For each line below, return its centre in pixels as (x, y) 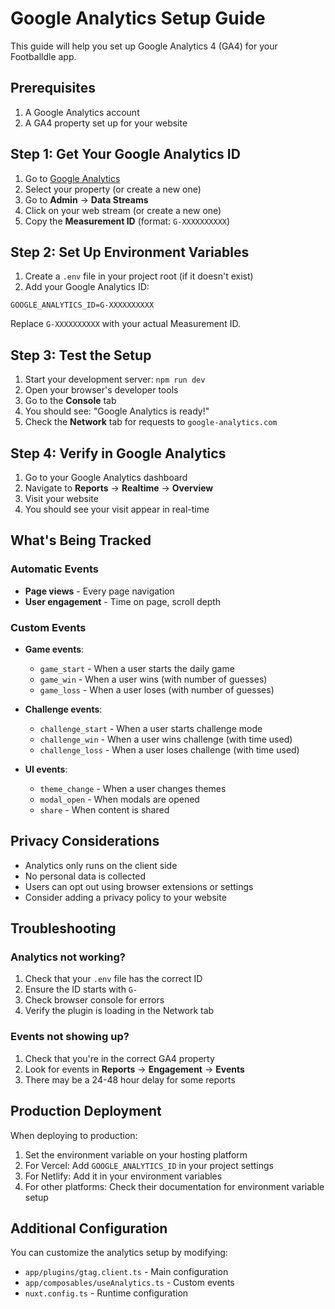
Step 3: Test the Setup (81, 355)
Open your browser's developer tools (101, 390)
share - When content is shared (104, 809)
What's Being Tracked (81, 540)
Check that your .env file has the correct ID (113, 979)
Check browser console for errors (94, 1000)
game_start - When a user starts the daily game (137, 668)
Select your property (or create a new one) (113, 189)
